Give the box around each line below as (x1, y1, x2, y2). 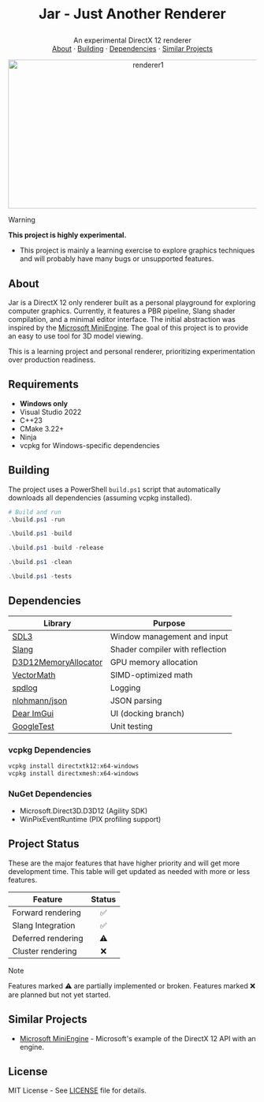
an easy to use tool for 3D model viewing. (8, 331, 143, 341)
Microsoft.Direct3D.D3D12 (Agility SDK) (19, 806, 148, 816)
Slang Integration (12, 920, 76, 931)
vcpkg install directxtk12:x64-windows (8, 762, 139, 770)
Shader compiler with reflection (110, 644, 227, 655)
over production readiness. (8, 355, 96, 364)
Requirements (8, 378, 79, 391)
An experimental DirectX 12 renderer (73, 35, 191, 45)
